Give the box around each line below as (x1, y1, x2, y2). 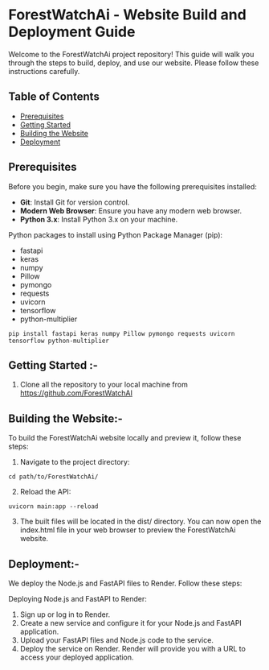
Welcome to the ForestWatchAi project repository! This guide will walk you (8, 49, 255, 59)
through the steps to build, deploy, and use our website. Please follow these (8, 58, 259, 68)
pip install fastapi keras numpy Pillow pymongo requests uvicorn (8, 329, 235, 337)
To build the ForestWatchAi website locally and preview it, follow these (8, 433, 242, 443)
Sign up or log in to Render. (19, 610, 111, 619)
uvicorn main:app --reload (8, 502, 99, 511)
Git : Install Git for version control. (19, 197, 130, 207)
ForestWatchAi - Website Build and (8, 6, 247, 24)
